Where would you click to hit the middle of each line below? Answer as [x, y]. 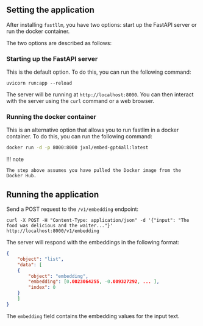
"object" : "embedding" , [58, 276]
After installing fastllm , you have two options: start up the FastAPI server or [101, 24]
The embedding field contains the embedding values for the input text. [93, 316]
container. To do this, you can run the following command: [79, 136]
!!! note [15, 159]
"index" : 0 [42, 288]
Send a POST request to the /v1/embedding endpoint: [73, 209]
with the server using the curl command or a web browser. [80, 101]
